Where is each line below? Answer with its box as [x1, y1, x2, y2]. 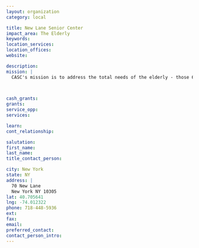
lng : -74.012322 [6, 199, 46, 205]
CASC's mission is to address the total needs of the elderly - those [11, 74, 190, 80]
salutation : [6, 139, 36, 145]
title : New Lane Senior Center [6, 25, 84, 31]
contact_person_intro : [6, 233, 62, 239]
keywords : [6, 36, 31, 42]
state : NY [6, 172, 31, 178]
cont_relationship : [6, 128, 54, 134]
